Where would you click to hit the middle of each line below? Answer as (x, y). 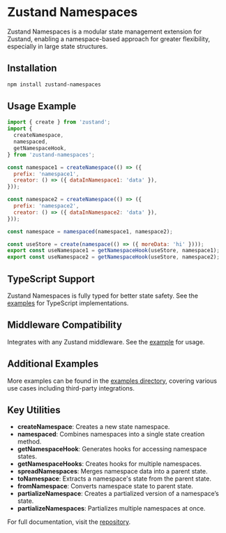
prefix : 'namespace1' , (46, 174)
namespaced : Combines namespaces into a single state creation (111, 435)
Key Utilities (34, 410)
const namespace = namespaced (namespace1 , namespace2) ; (90, 231)
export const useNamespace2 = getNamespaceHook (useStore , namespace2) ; (113, 257)
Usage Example (42, 107)
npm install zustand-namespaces (54, 85)
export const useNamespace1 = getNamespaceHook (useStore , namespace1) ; (113, 251)
